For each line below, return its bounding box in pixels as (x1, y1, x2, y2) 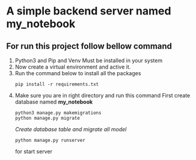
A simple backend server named (6, 4, 171, 18)
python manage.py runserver (14, 137, 85, 143)
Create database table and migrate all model (14, 126, 127, 133)
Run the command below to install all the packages (14, 70, 141, 76)
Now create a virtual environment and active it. (14, 63, 131, 70)
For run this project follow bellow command (6, 41, 173, 51)
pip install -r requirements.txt (14, 81, 99, 87)
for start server (14, 148, 53, 155)
